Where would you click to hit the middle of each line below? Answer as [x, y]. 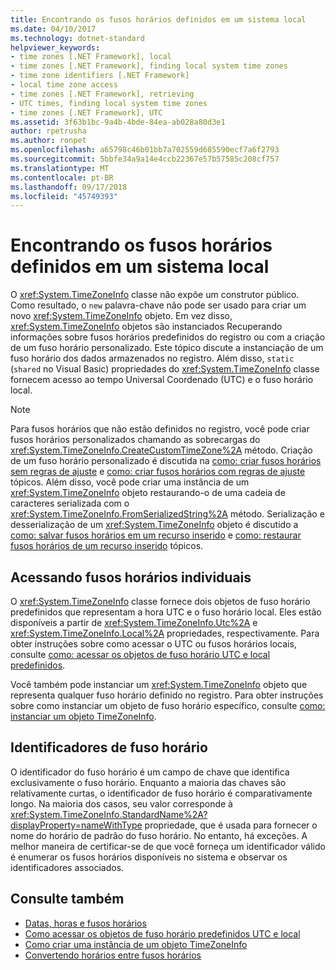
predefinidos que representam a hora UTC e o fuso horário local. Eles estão [166, 612]
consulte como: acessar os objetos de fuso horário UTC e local [140, 654]
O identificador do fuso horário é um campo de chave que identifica [150, 772]
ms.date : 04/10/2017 [53, 29]
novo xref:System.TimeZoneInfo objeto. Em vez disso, [121, 316]
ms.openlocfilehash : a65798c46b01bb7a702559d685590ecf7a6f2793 [145, 150]
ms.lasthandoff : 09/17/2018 [69, 187]
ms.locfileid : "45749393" [64, 196]
